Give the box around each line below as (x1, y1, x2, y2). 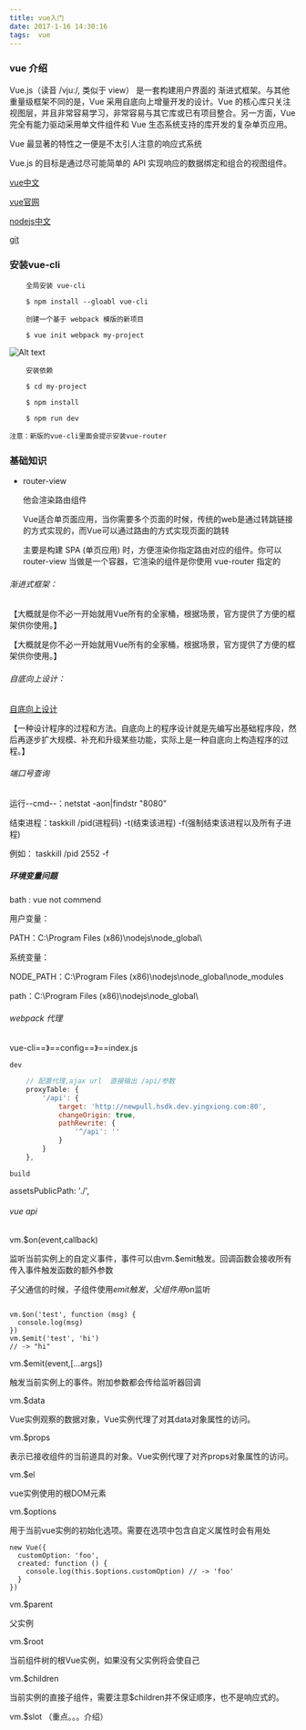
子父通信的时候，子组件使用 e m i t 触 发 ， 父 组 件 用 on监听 (9, 1284, 211, 1294)
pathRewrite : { (57, 1118, 117, 1128)
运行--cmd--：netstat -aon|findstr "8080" (9, 798, 168, 808)
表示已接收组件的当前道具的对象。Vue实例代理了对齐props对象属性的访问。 (9, 1451, 294, 1461)
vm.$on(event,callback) (9, 1234, 98, 1245)
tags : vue (9, 30, 51, 39)
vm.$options (9, 1506, 57, 1517)
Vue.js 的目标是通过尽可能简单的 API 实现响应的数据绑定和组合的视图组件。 (9, 157, 292, 169)
